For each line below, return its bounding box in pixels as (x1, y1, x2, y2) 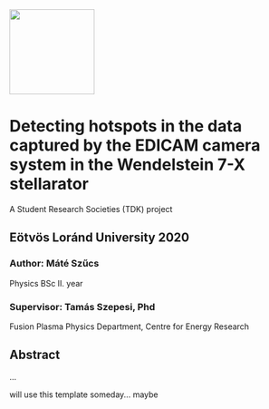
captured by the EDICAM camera (9, 135, 261, 156)
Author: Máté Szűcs (9, 258, 100, 270)
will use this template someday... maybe (9, 389, 159, 400)
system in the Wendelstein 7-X (9, 154, 246, 175)
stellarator (9, 174, 89, 194)
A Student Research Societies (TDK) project (9, 203, 173, 214)
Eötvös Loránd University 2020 (9, 230, 190, 246)
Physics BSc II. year (9, 278, 83, 288)
